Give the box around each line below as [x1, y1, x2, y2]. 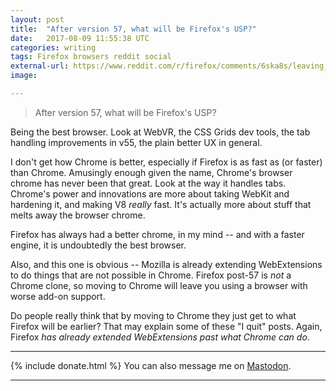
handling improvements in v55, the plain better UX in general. [10, 136, 263, 148]
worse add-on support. [10, 290, 106, 302]
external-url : [10, 61, 70, 71]
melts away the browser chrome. [10, 209, 146, 221]
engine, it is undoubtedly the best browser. [10, 239, 187, 251]
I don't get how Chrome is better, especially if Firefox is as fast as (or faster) [10, 156, 323, 168]
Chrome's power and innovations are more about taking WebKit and [10, 187, 290, 200]
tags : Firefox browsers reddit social [10, 52, 172, 62]
